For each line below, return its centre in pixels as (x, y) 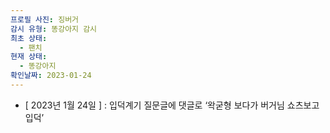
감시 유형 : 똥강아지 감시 (54, 29)
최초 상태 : (29, 38)
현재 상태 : (29, 57)
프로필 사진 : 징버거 (45, 19)
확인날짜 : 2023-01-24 (51, 76)
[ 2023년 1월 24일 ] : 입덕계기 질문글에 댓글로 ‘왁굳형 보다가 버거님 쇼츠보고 (172, 105)
